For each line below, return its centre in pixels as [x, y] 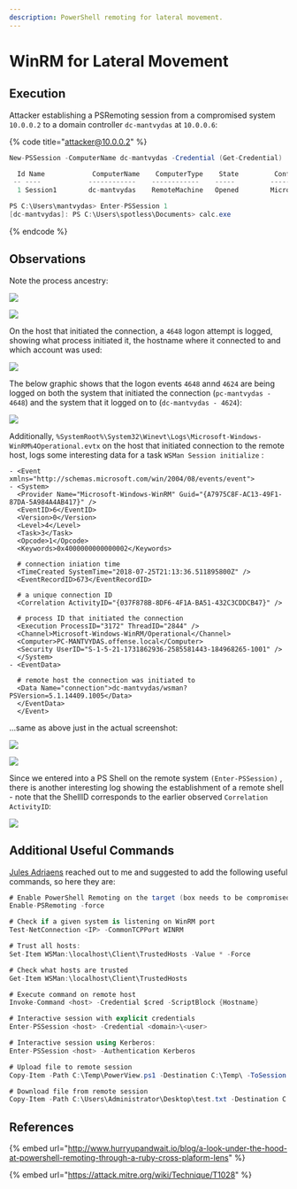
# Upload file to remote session [71, 1067]
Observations [48, 259]
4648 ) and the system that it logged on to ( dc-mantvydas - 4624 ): [126, 402]
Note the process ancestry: [59, 281]
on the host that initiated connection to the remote [193, 445]
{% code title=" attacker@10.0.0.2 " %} [78, 142]
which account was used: [56, 350]
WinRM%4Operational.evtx [55, 446]
